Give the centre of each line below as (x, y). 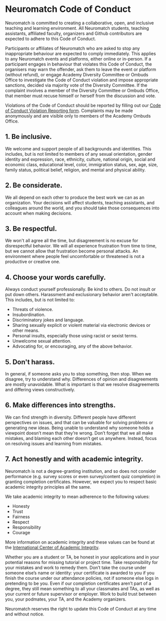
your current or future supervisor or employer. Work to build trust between (81, 594)
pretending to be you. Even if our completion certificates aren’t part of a (78, 583)
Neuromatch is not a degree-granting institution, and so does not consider (81, 471)
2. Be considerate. (34, 185)
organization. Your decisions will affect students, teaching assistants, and (80, 202)
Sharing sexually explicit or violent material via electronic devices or (81, 325)
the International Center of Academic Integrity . (52, 547)
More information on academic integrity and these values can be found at (80, 542)
